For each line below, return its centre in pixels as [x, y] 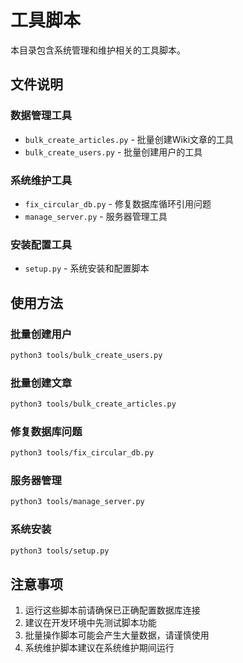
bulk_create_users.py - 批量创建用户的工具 [113, 152]
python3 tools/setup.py [60, 551]
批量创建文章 [41, 383]
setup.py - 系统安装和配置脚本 [87, 268]
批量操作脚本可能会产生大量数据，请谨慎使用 [117, 635]
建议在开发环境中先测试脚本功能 [90, 623]
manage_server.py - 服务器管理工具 [96, 216]
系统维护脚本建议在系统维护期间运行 [99, 648]
